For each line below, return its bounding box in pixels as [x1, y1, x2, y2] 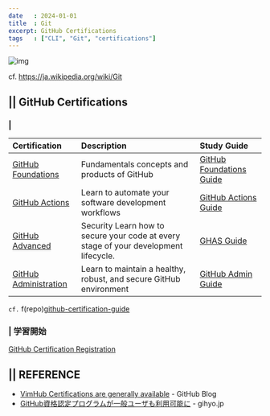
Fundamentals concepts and [80, 159, 189, 170]
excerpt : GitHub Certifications [8, 27, 117, 35]
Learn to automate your [80, 187, 170, 198]
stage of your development [80, 240, 183, 251]
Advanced [12, 240, 51, 251]
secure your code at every [80, 230, 181, 241]
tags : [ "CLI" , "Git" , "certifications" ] [8, 34, 157, 43]
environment [80, 283, 129, 294]
